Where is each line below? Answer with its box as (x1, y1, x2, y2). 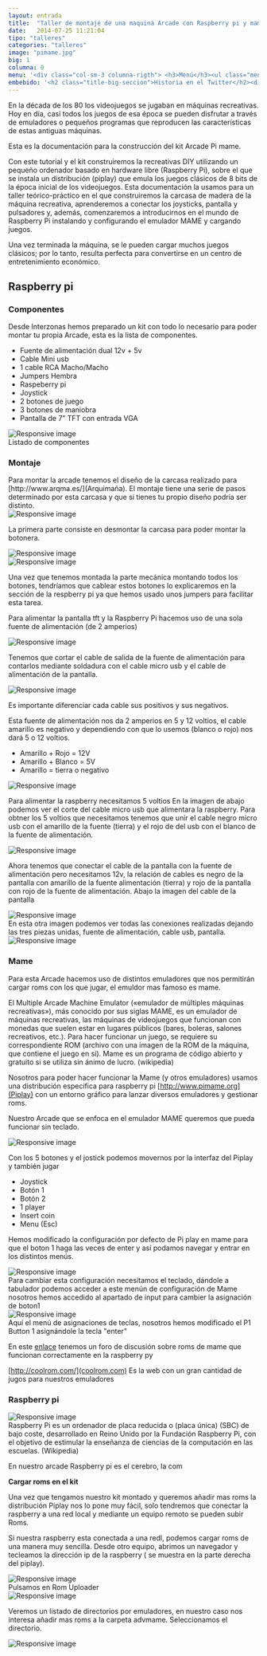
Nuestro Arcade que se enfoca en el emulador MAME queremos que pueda (8, 1113, 255, 1123)
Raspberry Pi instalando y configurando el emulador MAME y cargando (8, 216, 242, 226)
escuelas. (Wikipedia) (8, 1446, 79, 1456)
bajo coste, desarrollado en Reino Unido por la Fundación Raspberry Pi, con (8, 1429, 257, 1439)
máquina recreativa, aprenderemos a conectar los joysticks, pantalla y (8, 199, 238, 208)
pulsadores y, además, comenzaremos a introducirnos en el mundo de (8, 207, 239, 217)
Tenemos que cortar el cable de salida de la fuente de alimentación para (8, 653, 246, 663)
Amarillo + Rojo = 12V (19, 749, 91, 758)
